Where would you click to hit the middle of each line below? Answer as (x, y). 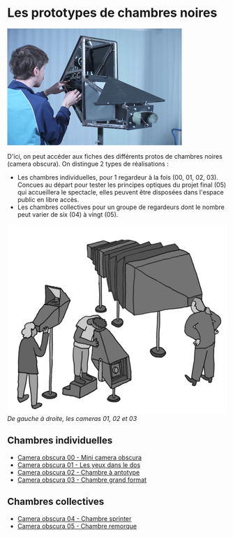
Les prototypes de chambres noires (112, 13)
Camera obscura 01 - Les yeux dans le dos (79, 465)
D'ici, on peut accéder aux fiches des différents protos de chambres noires (115, 156)
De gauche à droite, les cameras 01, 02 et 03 (72, 419)
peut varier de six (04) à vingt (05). (68, 214)
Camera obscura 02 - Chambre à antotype (78, 472)
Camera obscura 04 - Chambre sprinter (74, 518)
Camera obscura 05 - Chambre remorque (77, 526)
